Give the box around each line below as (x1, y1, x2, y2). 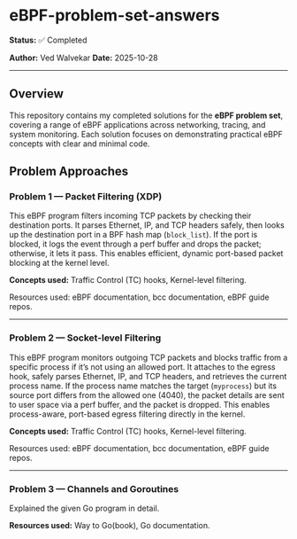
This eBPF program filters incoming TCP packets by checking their (9, 210, 252, 222)
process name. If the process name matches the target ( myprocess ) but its (9, 380, 277, 391)
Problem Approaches (9, 164, 129, 179)
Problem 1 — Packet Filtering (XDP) (9, 191, 163, 203)
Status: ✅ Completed (9, 35, 88, 45)
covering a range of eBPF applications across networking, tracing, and (9, 119, 266, 129)
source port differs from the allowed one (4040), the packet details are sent (9, 389, 285, 400)
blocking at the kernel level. (9, 258, 110, 269)
